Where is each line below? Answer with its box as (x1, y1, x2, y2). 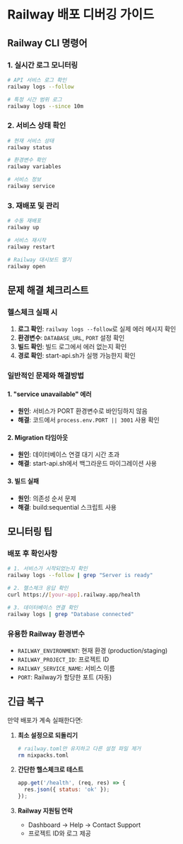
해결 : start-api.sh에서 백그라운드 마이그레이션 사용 (17, 459, 158, 468)
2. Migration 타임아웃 (7, 433, 69, 442)
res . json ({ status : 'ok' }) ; (24, 786, 110, 794)
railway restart (7, 243, 55, 251)
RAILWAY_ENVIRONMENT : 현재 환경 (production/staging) (17, 646, 168, 654)
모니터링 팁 (7, 526, 53, 538)
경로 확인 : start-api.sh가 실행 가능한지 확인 (17, 351, 136, 360)
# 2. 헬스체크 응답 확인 (7, 585, 69, 592)
